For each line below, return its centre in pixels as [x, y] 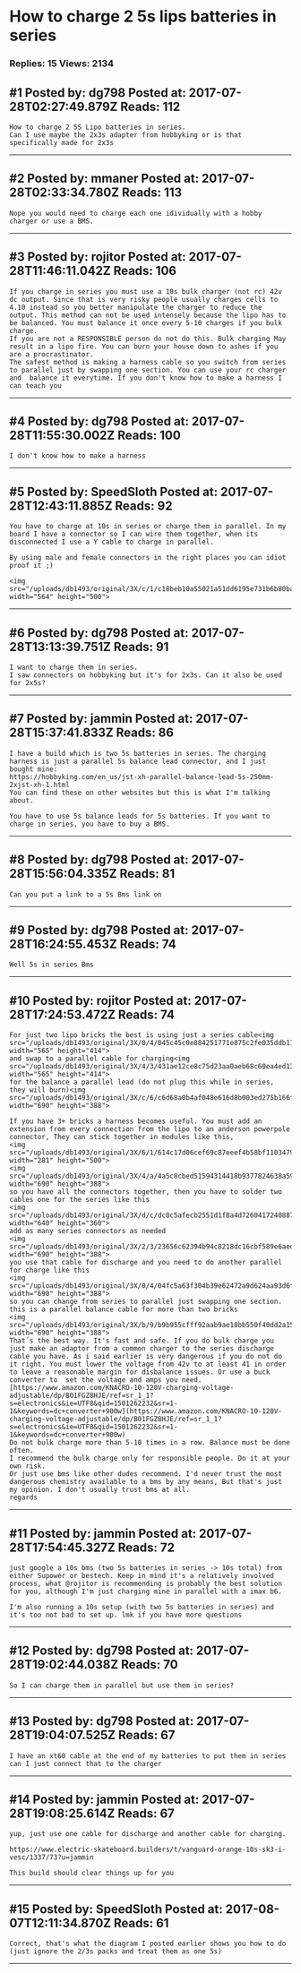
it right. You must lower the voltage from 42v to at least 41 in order [148, 1364]
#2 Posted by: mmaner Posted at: [104, 179]
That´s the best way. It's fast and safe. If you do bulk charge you [142, 1341]
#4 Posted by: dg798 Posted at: [99, 421]
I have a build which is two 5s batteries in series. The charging [138, 753]
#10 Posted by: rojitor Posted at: [100, 1000]
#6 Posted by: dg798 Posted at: [99, 633]
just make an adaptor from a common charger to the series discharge [142, 1349]
